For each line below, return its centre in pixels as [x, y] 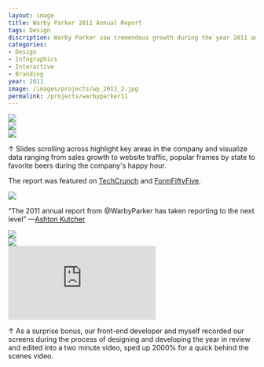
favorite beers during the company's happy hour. [87, 165]
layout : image [31, 15]
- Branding [26, 74]
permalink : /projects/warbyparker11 [68, 96]
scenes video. [31, 356]
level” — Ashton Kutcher [47, 219]
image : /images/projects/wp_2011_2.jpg [73, 89]
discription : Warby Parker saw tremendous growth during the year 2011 [128, 37]
